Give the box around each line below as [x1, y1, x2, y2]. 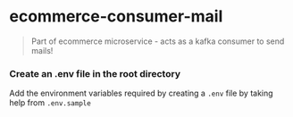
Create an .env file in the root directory [9, 67, 181, 79]
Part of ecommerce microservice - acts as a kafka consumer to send [30, 36, 285, 46]
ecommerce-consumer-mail [9, 6, 223, 27]
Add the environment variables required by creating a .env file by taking [9, 88, 274, 99]
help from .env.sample [9, 97, 91, 108]
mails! [30, 45, 54, 55]
